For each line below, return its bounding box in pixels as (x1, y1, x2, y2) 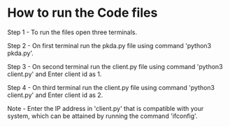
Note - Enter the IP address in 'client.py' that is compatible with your (7, 104, 204, 112)
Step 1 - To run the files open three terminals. (7, 28, 138, 36)
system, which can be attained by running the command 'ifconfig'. (7, 112, 198, 120)
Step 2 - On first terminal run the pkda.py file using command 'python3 (7, 41, 212, 50)
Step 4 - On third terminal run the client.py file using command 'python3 (7, 83, 215, 91)
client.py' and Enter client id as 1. (7, 70, 102, 78)
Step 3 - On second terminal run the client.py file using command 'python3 (7, 62, 223, 70)
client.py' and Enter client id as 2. (7, 91, 103, 99)
